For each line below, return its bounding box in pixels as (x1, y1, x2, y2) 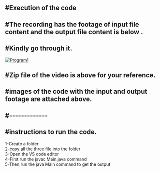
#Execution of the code (5, 4, 76, 12)
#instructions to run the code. (5, 128, 97, 136)
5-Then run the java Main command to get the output (5, 161, 111, 167)
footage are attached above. (5, 95, 92, 103)
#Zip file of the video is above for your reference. (5, 71, 156, 79)
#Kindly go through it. (5, 44, 73, 53)
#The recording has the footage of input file (5, 20, 139, 29)
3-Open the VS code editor (5, 151, 59, 157)
